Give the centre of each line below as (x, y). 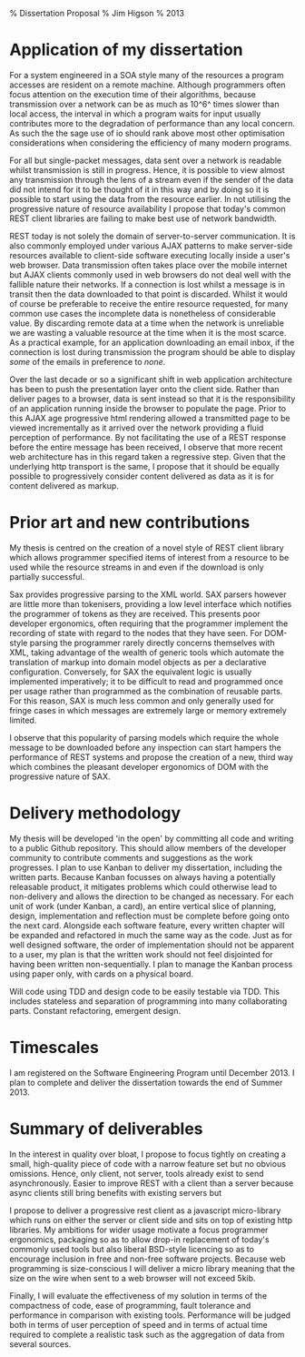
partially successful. (47, 576)
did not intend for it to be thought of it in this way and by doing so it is (139, 189)
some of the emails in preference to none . (88, 361)
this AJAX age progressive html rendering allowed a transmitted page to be (150, 418)
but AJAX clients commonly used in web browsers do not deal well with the (150, 274)
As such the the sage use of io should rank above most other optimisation (147, 133)
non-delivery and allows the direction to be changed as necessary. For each (152, 896)
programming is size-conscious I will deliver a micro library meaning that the (152, 1268)
